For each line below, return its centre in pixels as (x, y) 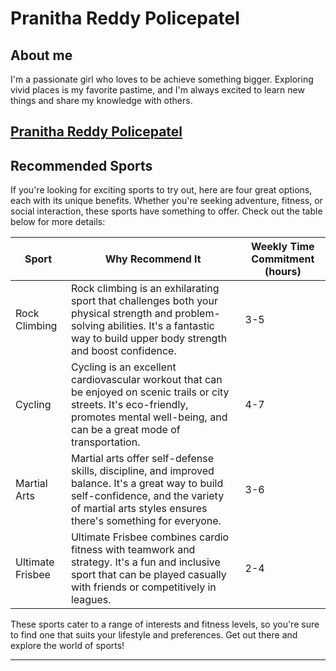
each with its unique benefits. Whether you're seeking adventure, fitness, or (166, 201)
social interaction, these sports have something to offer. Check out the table (166, 211)
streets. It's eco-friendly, (129, 405)
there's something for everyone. (146, 521)
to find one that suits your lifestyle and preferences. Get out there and (154, 635)
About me (41, 55)
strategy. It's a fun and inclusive (145, 562)
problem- (197, 314)
